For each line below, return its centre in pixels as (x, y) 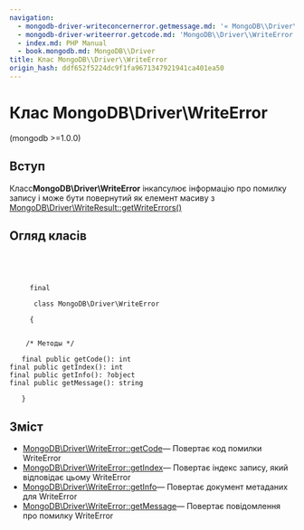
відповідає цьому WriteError (76, 478)
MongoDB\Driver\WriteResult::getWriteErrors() (96, 207)
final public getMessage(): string (76, 383)
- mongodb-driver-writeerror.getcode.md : (97, 34)
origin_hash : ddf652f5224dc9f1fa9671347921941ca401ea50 (117, 69)
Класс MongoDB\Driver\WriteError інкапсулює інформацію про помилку (148, 188)
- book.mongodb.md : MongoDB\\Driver (86, 52)
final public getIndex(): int (66, 367)
